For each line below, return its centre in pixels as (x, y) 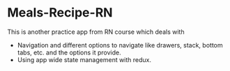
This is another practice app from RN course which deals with (96, 32)
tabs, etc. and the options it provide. (69, 52)
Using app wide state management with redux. (84, 59)
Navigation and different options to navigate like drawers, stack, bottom (120, 45)
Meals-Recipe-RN (60, 13)
